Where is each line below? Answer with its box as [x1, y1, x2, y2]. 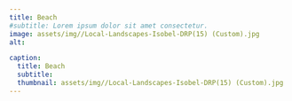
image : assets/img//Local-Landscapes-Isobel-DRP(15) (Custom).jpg [9, 29, 260, 38]
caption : [9, 54, 42, 63]
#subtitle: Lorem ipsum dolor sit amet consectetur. [9, 21, 209, 30]
